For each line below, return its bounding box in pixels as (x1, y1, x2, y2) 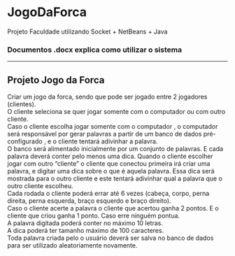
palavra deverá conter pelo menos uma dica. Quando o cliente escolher (7, 152, 213, 161)
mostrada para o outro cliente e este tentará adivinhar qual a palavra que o (7, 174, 222, 183)
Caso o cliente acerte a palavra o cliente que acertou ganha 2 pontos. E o (7, 204, 219, 213)
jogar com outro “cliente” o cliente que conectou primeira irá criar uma (7, 159, 211, 168)
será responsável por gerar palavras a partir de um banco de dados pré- (7, 130, 216, 138)
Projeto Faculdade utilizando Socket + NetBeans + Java (7, 27, 168, 36)
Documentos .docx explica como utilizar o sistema (7, 45, 183, 55)
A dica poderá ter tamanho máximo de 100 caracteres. (7, 227, 164, 235)
